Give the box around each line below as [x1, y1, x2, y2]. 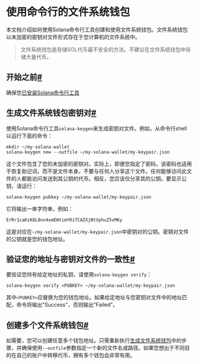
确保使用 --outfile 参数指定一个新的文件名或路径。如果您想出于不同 [21, 345, 185, 352]
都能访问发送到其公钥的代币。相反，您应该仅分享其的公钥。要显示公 [21, 175, 187, 182]
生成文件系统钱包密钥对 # [6, 108, 97, 118]
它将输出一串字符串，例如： [6, 205, 74, 212]
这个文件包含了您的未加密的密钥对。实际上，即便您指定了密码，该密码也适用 [6, 160, 192, 167]
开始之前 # [6, 72, 42, 83]
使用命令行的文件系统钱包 [6, 5, 131, 19]
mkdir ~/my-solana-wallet [6, 144, 70, 150]
